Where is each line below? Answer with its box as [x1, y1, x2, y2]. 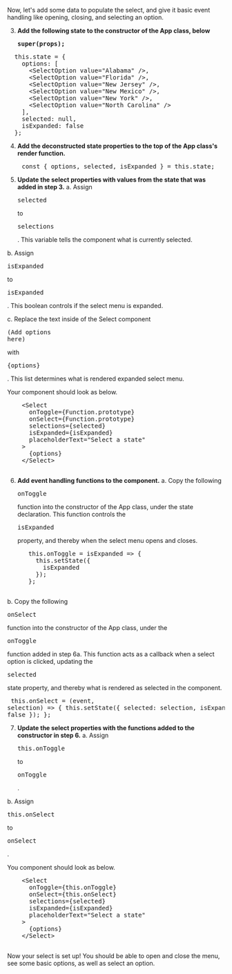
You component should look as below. [7, 863, 115, 871]
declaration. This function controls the [17, 510, 126, 518]
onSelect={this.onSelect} [28, 890, 117, 898]
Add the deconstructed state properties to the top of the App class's [17, 142, 218, 150]
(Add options [7, 328, 52, 336]
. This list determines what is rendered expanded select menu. [7, 374, 184, 383]
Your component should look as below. [7, 388, 118, 396]
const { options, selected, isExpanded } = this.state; [21, 162, 215, 170]
